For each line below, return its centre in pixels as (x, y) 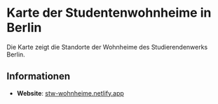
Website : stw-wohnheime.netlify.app (70, 93)
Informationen (39, 76)
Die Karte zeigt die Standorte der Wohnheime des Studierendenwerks (107, 47)
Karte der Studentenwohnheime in (109, 13)
